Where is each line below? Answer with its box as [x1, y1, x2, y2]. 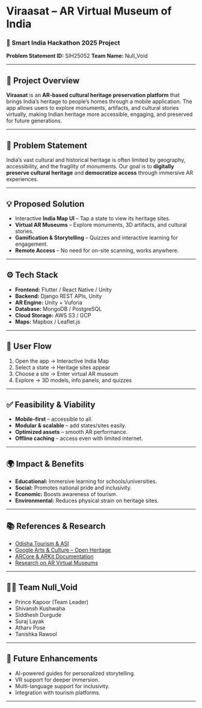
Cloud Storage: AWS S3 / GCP [14, 311, 91, 319]
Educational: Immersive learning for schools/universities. [14, 478, 158, 485]
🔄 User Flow [6, 341, 52, 351]
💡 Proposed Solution [6, 199, 85, 209]
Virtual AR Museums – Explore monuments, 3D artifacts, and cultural [14, 221, 188, 228]
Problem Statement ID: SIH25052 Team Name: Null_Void [6, 53, 148, 60]
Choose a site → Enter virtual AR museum [14, 370, 118, 377]
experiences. [6, 176, 39, 183]
